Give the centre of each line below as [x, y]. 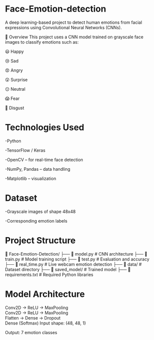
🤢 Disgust [15, 108]
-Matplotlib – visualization [31, 178]
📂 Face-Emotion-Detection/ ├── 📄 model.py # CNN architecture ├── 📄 [76, 254]
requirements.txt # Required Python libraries [49, 275]
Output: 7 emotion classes [31, 332]
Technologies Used [45, 128]
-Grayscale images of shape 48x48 [40, 211]
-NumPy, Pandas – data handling [38, 169]
